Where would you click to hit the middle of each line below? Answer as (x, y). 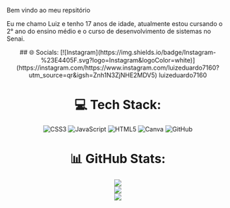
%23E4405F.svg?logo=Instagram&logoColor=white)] (118, 60)
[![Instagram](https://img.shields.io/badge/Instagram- (138, 52)
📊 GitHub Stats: (118, 159)
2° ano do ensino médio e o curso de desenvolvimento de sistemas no (109, 31)
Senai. (16, 39)
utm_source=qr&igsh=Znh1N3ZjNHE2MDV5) (93, 75)
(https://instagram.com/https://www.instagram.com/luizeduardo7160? (118, 67)
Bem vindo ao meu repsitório (49, 10)
